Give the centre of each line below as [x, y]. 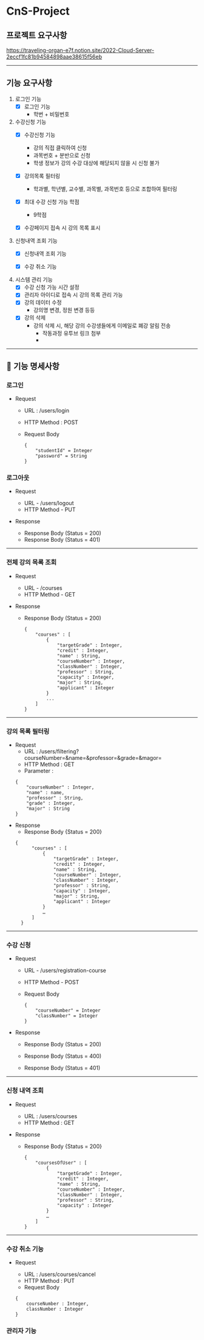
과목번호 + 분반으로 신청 [62, 155]
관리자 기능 [22, 1331]
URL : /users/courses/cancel [60, 1274]
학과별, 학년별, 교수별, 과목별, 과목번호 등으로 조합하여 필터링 [105, 189]
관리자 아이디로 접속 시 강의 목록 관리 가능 [73, 295]
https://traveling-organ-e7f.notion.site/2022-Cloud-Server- [80, 50]
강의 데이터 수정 [43, 302]
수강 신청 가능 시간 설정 [52, 287]
